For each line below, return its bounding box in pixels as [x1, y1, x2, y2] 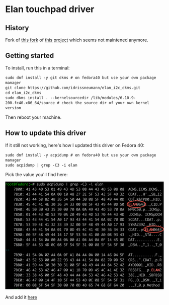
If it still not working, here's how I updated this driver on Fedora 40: [5, 142, 145, 148]
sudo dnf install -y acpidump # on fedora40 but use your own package [5, 152, 156, 158]
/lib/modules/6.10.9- [91, 95, 136, 100]
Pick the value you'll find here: [5, 171, 68, 177]
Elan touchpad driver [5, 4, 95, 15]
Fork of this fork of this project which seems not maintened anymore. [5, 37, 148, 43]
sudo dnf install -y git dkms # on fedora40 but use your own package [5, 75, 156, 80]
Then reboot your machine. [5, 114, 62, 120]
